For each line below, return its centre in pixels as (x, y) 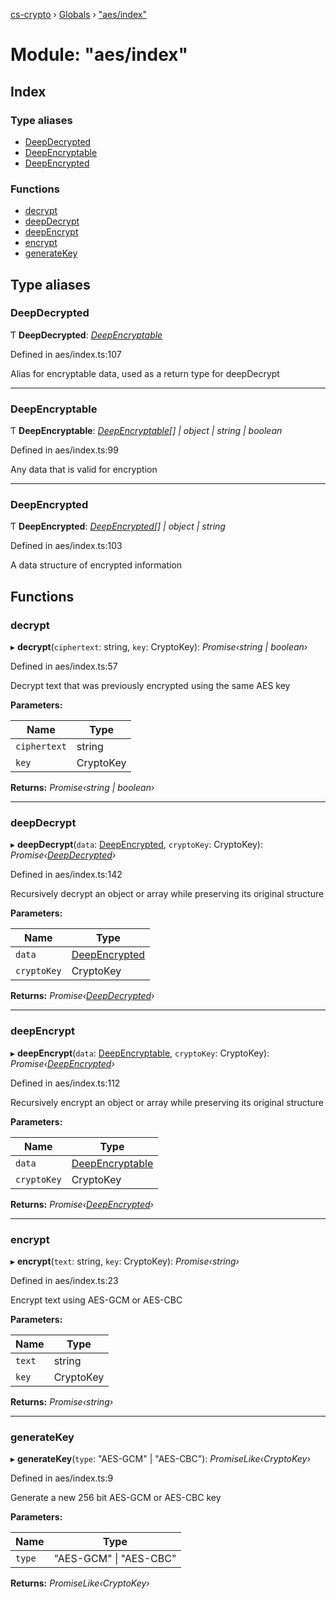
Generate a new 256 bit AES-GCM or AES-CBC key (116, 1498)
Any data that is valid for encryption (84, 470)
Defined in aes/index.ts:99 (64, 450)
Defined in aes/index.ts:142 (66, 875)
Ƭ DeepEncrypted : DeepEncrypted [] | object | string (118, 526)
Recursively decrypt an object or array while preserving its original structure (167, 894)
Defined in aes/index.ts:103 (66, 546)
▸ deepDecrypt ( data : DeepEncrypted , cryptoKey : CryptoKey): (136, 845)
